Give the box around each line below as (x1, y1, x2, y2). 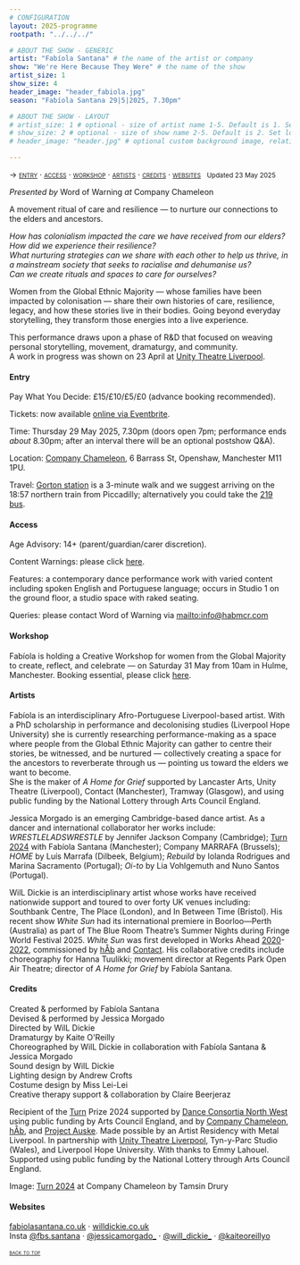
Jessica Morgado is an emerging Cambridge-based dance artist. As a (9, 812, 265, 823)
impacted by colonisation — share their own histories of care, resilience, (9, 296, 275, 306)
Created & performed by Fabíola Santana (9, 1004, 160, 1015)
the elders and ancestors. (9, 214, 104, 224)
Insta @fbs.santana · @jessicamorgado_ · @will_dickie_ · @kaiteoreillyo (9, 1231, 271, 1242)
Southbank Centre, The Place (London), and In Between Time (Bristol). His (9, 905, 283, 917)
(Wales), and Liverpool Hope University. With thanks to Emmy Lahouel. (9, 1144, 270, 1155)
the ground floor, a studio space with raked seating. (9, 592, 199, 604)
